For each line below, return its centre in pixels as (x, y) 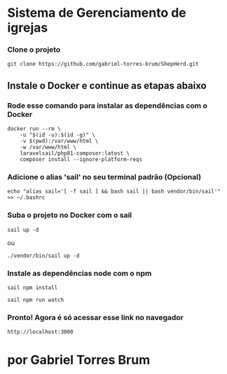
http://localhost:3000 (40, 332)
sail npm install (33, 288)
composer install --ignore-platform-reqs (81, 160)
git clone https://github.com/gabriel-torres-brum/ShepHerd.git (103, 64)
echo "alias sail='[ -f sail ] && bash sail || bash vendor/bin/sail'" (114, 192)
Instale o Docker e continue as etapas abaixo (107, 85)
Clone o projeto (34, 50)
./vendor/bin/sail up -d (43, 256)
